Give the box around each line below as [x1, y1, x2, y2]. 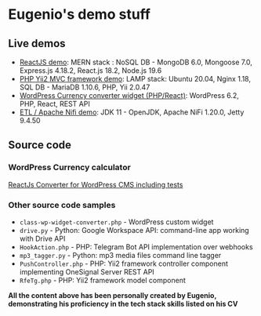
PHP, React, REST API [19, 100, 90, 108]
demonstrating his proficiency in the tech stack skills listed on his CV [8, 299, 238, 308]
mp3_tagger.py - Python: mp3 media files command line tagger [19, 250, 222, 260]
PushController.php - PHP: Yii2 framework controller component [19, 259, 229, 268]
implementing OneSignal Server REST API [19, 267, 154, 276]
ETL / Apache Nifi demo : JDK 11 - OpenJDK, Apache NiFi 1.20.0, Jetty [19, 107, 245, 117]
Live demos [8, 37, 66, 50]
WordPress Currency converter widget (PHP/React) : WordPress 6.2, [19, 91, 239, 100]
